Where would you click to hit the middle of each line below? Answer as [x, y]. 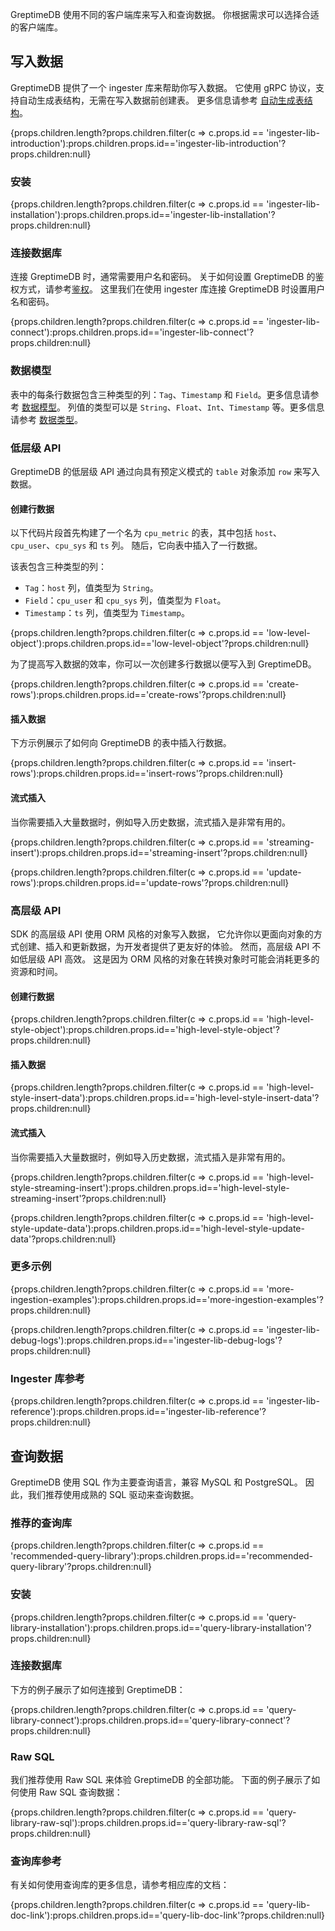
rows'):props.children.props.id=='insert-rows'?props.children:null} [147, 774]
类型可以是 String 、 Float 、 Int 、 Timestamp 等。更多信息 [209, 407]
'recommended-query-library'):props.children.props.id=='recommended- [162, 1556]
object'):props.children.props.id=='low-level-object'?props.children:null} [160, 644]
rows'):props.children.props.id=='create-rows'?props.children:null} [148, 695]
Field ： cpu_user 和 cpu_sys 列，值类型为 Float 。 [125, 600]
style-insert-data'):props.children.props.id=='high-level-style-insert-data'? [165, 1098]
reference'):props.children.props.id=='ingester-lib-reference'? [138, 1412]
